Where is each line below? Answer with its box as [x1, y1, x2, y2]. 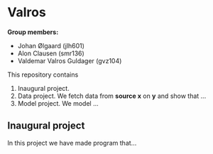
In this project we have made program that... [7, 138, 137, 147]
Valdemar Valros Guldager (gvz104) [17, 56, 122, 65]
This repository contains [7, 70, 79, 79]
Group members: [7, 28, 59, 36]
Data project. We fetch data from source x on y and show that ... [17, 92, 207, 100]
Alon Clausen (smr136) [17, 49, 85, 57]
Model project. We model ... [17, 99, 99, 107]
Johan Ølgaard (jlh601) [17, 41, 85, 50]
